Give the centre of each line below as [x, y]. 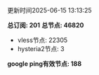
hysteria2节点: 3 [41, 49]
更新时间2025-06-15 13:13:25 [50, 10]
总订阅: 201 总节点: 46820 [46, 25]
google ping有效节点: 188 [45, 64]
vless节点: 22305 [42, 40]
